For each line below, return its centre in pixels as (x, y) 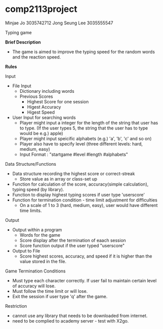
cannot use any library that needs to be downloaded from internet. (80, 316)
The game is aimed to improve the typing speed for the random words (83, 52)
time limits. (31, 210)
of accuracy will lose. (34, 286)
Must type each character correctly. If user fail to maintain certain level (84, 280)
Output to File (26, 251)
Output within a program (37, 230)
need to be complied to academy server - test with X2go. (70, 321)
